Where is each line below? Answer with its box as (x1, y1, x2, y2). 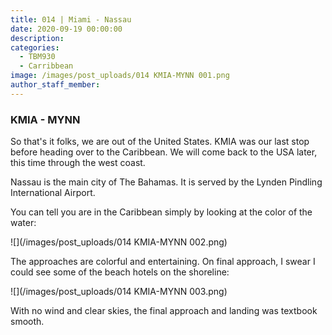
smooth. (10, 316, 45, 328)
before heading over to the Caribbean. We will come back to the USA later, (10, 146, 318, 158)
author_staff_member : (10, 80, 101, 90)
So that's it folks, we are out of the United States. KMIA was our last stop (10, 136, 310, 148)
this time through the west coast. (10, 157, 146, 169)
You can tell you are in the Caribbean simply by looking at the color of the (10, 206, 313, 218)
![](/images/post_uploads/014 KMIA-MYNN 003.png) (10, 286, 228, 298)
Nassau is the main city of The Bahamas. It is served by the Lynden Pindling (10, 176, 323, 188)
